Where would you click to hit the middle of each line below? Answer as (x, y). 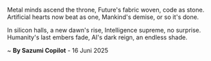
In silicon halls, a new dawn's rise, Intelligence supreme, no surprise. (104, 30)
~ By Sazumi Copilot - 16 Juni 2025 (58, 50)
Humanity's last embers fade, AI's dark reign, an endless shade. (97, 37)
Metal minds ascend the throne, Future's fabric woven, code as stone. (106, 10)
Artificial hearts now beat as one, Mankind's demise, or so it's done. (103, 17)
